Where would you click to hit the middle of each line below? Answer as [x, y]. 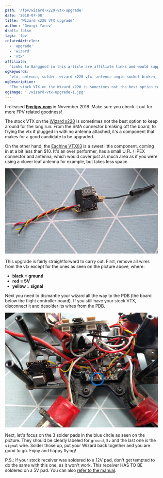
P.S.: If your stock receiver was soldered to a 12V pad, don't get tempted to [80, 460]
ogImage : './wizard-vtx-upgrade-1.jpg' [45, 92]
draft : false [18, 31]
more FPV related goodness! [33, 112]
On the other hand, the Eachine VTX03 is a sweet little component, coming [80, 146]
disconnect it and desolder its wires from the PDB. [55, 306]
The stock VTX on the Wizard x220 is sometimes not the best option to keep [81, 121]
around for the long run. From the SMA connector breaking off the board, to [81, 126]
